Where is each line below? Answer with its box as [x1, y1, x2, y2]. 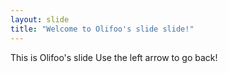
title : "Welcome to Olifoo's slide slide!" [10, 24, 195, 34]
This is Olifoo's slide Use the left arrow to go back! [10, 51, 218, 63]
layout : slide [10, 14, 70, 25]
